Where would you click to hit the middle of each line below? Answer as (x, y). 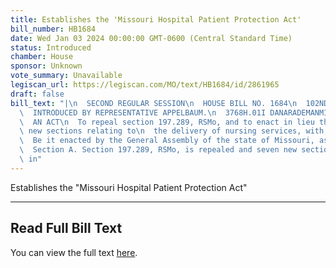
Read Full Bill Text (66, 228)
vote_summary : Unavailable (66, 76)
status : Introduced (51, 47)
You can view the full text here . (74, 252)
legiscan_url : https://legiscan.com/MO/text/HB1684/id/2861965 (145, 85)
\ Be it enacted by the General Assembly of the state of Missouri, (167, 141)
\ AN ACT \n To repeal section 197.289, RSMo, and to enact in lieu (167, 122)
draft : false (37, 94)
